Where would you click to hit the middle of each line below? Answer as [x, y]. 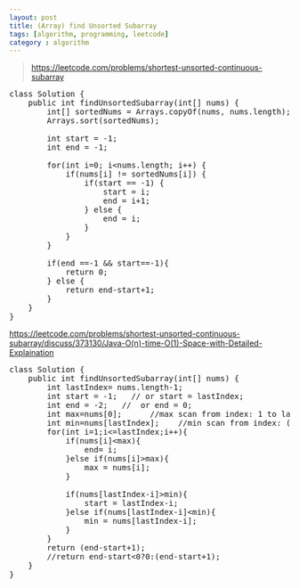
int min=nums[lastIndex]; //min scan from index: [164, 423]
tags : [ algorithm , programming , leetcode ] [89, 34]
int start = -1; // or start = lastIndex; [145, 396]
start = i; [126, 192]
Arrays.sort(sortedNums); [103, 121]
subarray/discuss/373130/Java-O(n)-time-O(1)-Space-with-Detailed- [136, 343]
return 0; [87, 272]
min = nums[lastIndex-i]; [141, 521]
